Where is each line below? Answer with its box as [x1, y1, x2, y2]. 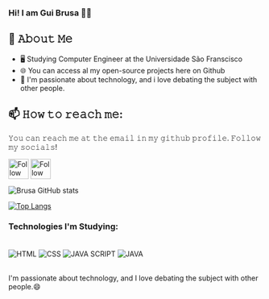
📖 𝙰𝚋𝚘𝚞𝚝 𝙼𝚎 [8, 32, 73, 46]
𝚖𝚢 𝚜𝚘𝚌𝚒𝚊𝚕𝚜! [8, 142, 58, 152]
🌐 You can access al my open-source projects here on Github [19, 65, 226, 75]
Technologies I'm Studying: [8, 221, 119, 232]
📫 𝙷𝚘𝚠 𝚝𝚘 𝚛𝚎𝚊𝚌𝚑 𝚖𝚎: [8, 108, 123, 122]
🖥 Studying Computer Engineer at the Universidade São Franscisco [19, 54, 243, 64]
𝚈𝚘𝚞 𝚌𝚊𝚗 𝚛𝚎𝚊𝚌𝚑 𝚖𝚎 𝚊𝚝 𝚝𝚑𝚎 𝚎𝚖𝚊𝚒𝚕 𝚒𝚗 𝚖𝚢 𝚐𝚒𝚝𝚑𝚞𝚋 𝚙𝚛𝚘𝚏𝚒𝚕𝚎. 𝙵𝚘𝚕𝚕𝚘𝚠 [8, 133, 262, 143]
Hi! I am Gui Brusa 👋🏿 [8, 7, 93, 19]
